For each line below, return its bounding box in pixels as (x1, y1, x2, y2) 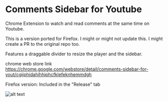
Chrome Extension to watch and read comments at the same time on (5, 20, 150, 26)
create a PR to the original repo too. (5, 41, 80, 47)
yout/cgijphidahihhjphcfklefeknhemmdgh (5, 71, 92, 77)
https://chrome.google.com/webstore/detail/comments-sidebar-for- (5, 66, 149, 72)
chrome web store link (5, 60, 53, 66)
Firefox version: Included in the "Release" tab (5, 81, 101, 87)
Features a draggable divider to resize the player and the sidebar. (5, 51, 143, 57)
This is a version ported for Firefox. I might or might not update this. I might (5, 36, 163, 42)
